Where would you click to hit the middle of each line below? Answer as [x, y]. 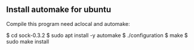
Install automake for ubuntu [59, 10]
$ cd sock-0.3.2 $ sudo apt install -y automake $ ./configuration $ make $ [97, 35]
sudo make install [28, 41]
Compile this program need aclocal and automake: [68, 24]
